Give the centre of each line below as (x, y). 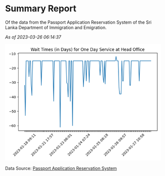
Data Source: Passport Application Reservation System (61, 168)
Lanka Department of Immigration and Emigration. (56, 27)
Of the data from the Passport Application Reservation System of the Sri (78, 22)
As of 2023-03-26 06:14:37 (33, 37)
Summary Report (41, 9)
